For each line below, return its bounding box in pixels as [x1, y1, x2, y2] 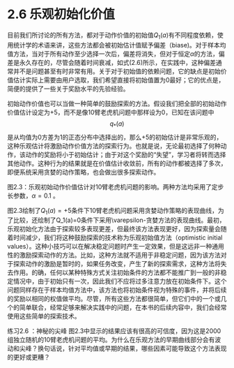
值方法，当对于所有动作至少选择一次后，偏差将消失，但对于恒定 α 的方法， [7, 50, 219, 58]
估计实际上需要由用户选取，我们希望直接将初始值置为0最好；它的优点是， [13, 75, 225, 84]
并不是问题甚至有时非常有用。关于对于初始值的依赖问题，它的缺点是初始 [13, 67, 221, 75]
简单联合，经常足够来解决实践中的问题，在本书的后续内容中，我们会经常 [19, 303, 227, 311]
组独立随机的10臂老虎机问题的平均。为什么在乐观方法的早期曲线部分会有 [7, 336, 215, 344]
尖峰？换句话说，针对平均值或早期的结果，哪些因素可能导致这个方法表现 [19, 344, 227, 353]
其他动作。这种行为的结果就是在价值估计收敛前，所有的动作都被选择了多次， [7, 159, 227, 168]
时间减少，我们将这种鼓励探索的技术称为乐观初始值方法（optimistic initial [13, 233, 223, 242]
